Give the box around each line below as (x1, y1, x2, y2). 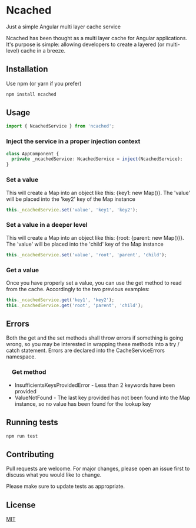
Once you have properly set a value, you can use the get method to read (6, 279, 182, 286)
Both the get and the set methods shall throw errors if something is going (6, 334, 184, 341)
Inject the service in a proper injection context (6, 137, 141, 145)
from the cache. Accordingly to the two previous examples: (6, 285, 150, 292)
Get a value (6, 266, 39, 274)
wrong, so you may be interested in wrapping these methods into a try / (6, 341, 180, 348)
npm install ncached (6, 91, 57, 97)
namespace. (6, 353, 36, 360)
